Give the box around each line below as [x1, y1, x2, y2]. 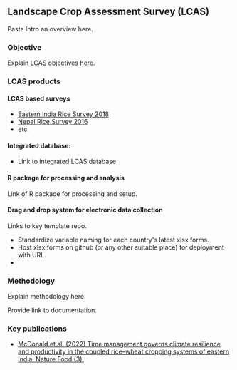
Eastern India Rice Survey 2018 [17, 110, 109, 118]
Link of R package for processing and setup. [7, 189, 137, 198]
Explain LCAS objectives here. [7, 58, 95, 67]
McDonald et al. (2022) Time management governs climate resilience [17, 340, 221, 349]
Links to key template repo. [7, 221, 87, 230]
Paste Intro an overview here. [7, 24, 94, 33]
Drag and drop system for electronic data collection [7, 206, 163, 215]
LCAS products [7, 76, 60, 86]
